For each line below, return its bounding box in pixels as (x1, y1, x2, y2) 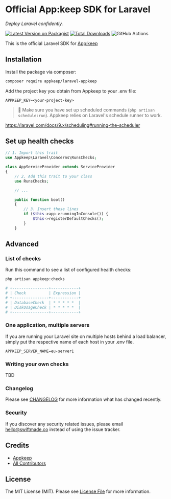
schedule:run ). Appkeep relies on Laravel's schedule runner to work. (17, 112, 162, 118)
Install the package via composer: (5, 69, 77, 75)
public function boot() (14, 197, 65, 202)
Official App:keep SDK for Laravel (5, 4, 151, 15)
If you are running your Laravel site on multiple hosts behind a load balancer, (5, 333, 166, 339)
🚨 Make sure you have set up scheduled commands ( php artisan (17, 106, 155, 113)
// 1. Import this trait (5, 150, 58, 155)
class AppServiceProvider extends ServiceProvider (5, 165, 115, 170)
